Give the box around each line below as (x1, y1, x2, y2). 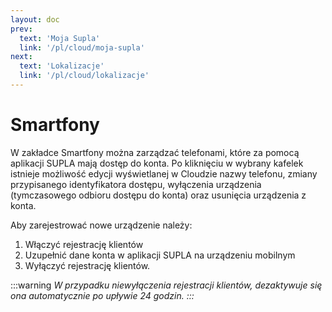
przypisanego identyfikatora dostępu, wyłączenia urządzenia (10, 178, 262, 190)
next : (10, 52, 33, 62)
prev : (10, 24, 33, 34)
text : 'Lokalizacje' (19, 61, 105, 71)
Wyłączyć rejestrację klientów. (24, 259, 151, 271)
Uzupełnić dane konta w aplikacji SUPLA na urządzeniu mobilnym (24, 249, 296, 261)
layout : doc (10, 14, 60, 25)
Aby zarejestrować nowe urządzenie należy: (10, 219, 193, 231)
